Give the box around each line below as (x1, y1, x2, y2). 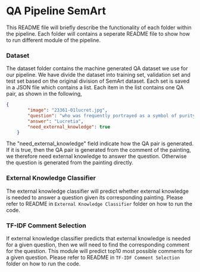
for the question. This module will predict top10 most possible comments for (6, 248, 192, 255)
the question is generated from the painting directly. (6, 159, 134, 166)
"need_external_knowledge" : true (27, 124, 111, 130)
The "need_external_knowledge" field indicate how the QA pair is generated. (6, 140, 194, 147)
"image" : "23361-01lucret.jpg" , (27, 107, 108, 114)
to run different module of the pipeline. (6, 36, 101, 43)
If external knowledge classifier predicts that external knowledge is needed (6, 235, 190, 242)
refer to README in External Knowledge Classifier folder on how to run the (6, 200, 192, 207)
